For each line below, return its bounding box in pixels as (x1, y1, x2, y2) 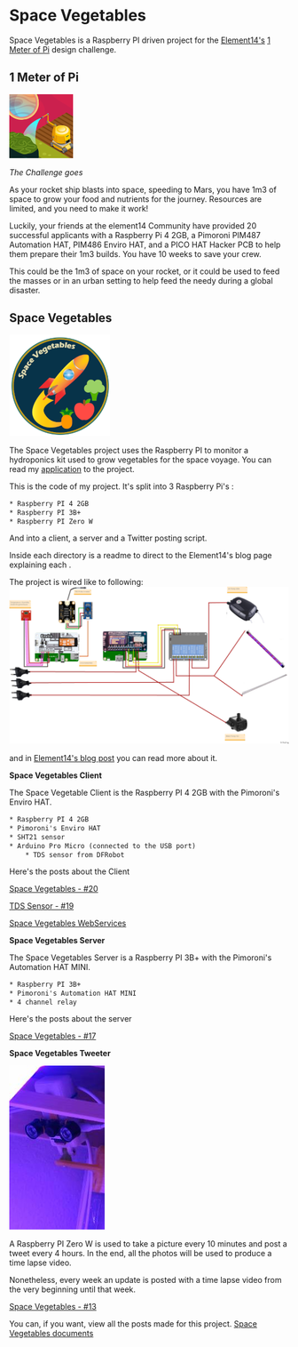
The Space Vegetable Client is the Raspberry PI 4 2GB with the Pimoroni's (9, 787, 280, 798)
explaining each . (9, 559, 72, 570)
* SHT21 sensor (9, 832, 66, 841)
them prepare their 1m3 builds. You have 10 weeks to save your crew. (9, 248, 262, 259)
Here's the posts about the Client (9, 866, 130, 877)
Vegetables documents (9, 1327, 94, 1338)
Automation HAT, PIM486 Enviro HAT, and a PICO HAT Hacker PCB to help (9, 239, 281, 250)
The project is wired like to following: (9, 576, 144, 587)
